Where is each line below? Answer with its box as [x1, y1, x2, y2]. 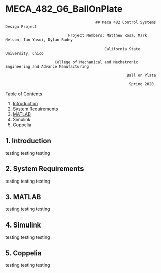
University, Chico [5, 51, 44, 56]
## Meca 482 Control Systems [95, 20, 156, 25]
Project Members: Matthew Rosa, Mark [68, 33, 147, 38]
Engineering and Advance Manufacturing [5, 64, 89, 69]
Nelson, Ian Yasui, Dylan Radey [5, 37, 73, 42]
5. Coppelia [5, 249, 42, 257]
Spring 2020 [129, 81, 154, 86]
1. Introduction [5, 136, 51, 145]
